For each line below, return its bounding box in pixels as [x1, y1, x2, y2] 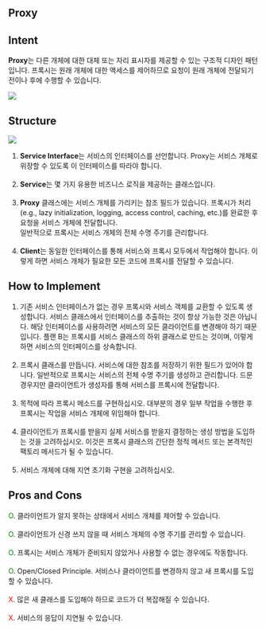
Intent [8, 33, 38, 47]
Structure [8, 114, 57, 127]
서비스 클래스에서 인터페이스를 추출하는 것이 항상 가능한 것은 [49, 311, 237, 321]
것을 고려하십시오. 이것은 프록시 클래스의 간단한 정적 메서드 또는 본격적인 [28, 436, 253, 446]
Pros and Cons [8, 489, 82, 503]
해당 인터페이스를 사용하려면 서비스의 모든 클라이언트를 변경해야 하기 [30, 322, 243, 331]
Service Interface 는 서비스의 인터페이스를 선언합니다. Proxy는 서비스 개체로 [19, 151, 258, 161]
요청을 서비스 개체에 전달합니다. [19, 218, 118, 228]
